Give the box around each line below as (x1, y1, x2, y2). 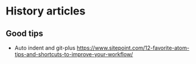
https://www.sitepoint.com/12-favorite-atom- (76, 44, 190, 51)
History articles (5, 4, 86, 18)
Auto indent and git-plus (14, 44, 75, 51)
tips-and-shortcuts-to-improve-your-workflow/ (14, 51, 133, 58)
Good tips (5, 28, 44, 39)
